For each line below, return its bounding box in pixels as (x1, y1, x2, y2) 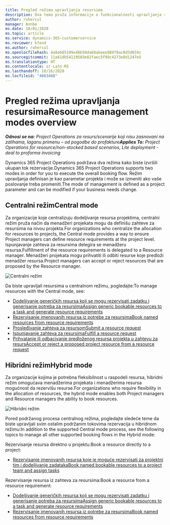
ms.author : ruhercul (5, 45, 49, 50)
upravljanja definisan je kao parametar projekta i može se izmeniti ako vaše (5, 175, 162, 181)
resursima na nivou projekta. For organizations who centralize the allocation (5, 225, 162, 231)
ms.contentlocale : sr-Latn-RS (5, 64, 69, 69)
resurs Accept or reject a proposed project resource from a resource (12, 341, 155, 347)
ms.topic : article (5, 31, 44, 36)
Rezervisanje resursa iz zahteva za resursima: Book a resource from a (5, 477, 150, 483)
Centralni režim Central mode (5, 201, 99, 210)
